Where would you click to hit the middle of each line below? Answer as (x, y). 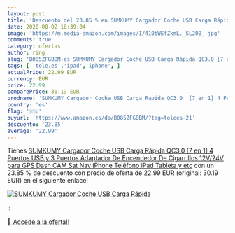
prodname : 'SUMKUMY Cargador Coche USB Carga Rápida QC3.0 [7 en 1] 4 (114, 99)
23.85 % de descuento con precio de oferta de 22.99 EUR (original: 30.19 (113, 173)
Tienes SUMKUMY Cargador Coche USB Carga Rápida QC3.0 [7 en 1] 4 (111, 150)
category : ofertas (34, 46)
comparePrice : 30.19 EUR (43, 92)
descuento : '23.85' (36, 124)
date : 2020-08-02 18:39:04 (47, 27)
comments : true (29, 40)
